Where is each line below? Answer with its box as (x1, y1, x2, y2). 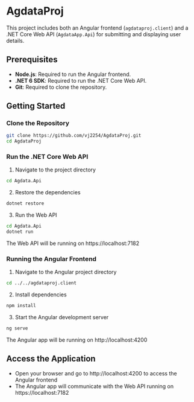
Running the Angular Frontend (6, 255, 97, 263)
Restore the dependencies (14, 189, 81, 196)
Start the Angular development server (14, 314, 109, 321)
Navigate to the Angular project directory (14, 269, 117, 276)
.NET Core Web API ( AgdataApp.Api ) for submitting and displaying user (6, 30, 181, 37)
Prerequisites (6, 54, 58, 65)
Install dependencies (14, 291, 67, 298)
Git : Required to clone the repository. (14, 83, 107, 91)
